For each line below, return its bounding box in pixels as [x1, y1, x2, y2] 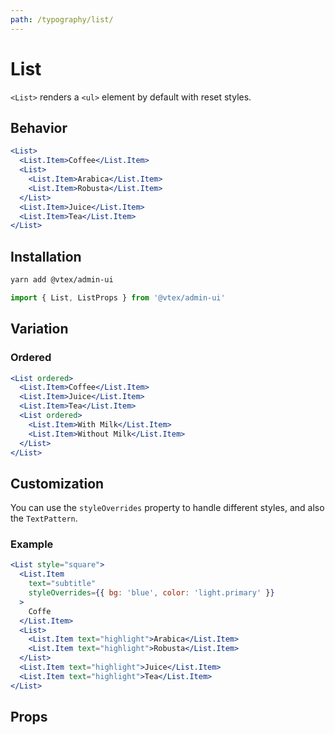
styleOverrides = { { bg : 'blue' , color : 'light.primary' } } [28, 588, 275, 598]
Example [10, 537, 54, 551]
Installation [10, 248, 82, 265]
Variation [10, 321, 69, 338]
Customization [10, 475, 105, 492]
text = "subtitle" [28, 579, 97, 589]
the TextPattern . [10, 512, 78, 525]
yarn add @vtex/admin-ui [10, 275, 114, 285]
